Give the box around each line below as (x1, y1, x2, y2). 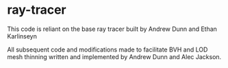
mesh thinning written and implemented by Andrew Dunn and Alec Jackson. (7, 52, 222, 60)
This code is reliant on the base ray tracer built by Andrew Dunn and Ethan (7, 25, 218, 33)
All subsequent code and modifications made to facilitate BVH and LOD (7, 45, 208, 54)
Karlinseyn (7, 32, 38, 40)
